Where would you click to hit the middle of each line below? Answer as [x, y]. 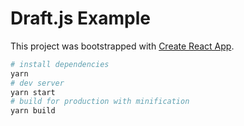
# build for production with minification [100, 102]
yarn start [33, 92]
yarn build [33, 111]
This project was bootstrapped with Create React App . [122, 46]
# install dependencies [60, 64]
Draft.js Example [80, 18]
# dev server [37, 83]
